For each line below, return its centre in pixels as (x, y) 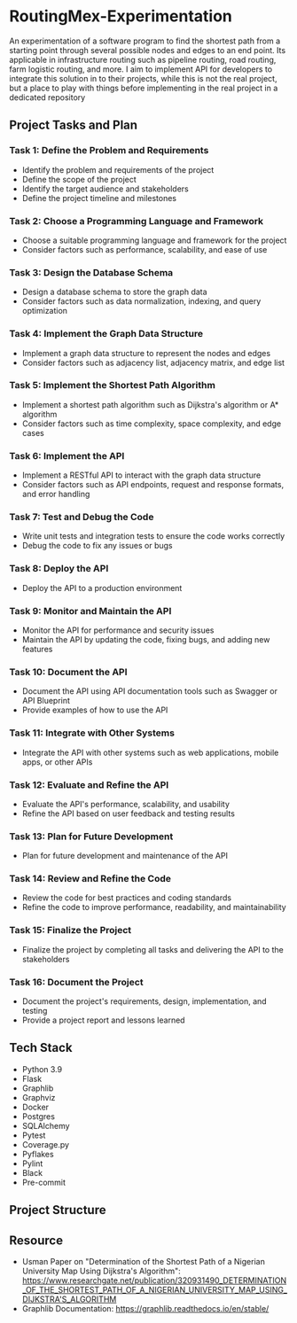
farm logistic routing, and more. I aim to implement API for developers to (141, 69)
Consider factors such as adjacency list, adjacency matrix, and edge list (153, 362)
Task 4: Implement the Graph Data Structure (106, 334)
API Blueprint (46, 701)
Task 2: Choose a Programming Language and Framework (137, 221)
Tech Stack (41, 1048)
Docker (35, 1107)
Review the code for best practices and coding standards (127, 898)
